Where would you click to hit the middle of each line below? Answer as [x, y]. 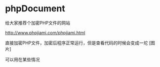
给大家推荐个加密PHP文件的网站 [38, 23]
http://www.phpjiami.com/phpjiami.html [45, 33]
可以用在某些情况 [22, 59]
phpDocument [35, 9]
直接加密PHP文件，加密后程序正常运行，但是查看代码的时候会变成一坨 [77, 43]
